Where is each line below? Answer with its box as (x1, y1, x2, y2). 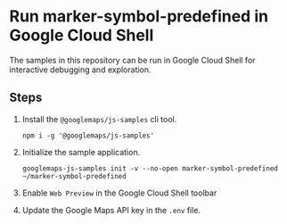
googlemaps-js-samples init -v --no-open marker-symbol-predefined (21, 163, 278, 173)
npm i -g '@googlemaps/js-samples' (21, 131, 155, 140)
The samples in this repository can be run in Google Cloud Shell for (9, 54, 256, 65)
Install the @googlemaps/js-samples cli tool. (21, 113, 177, 124)
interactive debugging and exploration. (9, 64, 152, 75)
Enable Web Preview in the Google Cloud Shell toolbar (21, 187, 217, 198)
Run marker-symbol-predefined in (9, 6, 269, 27)
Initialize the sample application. (21, 146, 141, 157)
